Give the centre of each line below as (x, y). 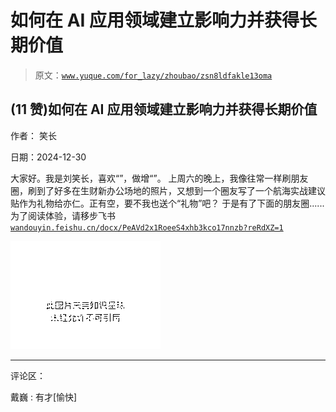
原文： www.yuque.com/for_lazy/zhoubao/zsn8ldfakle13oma (153, 75)
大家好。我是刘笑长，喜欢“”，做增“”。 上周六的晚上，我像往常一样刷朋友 (159, 178)
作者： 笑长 (33, 135)
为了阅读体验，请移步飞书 (63, 215)
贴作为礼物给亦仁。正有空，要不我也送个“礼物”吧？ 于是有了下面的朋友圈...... (167, 203)
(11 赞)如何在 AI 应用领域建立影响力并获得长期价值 (164, 109)
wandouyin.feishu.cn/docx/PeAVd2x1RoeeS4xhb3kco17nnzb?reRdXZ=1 (147, 227)
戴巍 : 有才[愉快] (44, 397)
